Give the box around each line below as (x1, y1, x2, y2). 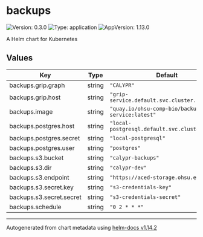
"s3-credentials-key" (109, 184, 172, 190)
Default (156, 71, 178, 79)
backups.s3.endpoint (9, 173, 69, 181)
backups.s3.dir (9, 163, 52, 172)
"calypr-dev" (109, 164, 147, 171)
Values (6, 53, 33, 63)
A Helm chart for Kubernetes (6, 35, 78, 42)
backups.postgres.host (9, 122, 75, 130)
